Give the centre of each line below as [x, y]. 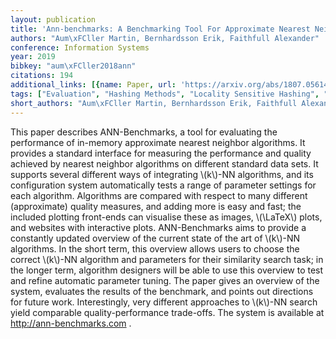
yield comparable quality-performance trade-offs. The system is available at [167, 312]
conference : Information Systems [80, 47]
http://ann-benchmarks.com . [71, 323]
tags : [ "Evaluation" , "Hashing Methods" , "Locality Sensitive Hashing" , [165, 94]
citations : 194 [42, 76]
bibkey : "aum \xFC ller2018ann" [73, 66]
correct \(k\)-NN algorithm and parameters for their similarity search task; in [167, 259]
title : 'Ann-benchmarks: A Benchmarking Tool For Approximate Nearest [160, 29]
